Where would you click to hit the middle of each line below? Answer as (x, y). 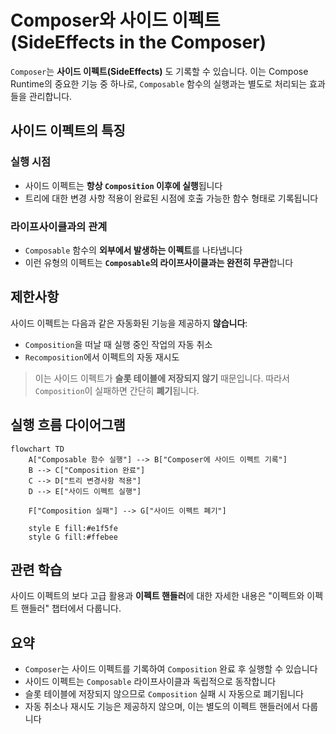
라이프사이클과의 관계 (59, 226)
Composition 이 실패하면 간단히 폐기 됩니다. (117, 390)
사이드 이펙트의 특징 (68, 131)
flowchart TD (37, 449)
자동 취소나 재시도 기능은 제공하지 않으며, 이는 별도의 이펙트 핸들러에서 (162, 707)
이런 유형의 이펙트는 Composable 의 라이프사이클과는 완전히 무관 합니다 (159, 262)
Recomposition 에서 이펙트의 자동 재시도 (102, 357)
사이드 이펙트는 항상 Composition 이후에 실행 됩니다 (123, 185)
